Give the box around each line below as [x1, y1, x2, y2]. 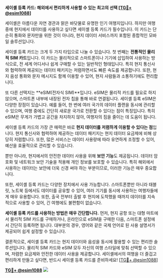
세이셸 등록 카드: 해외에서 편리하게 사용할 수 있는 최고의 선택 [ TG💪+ [5, 5, 132, 10]
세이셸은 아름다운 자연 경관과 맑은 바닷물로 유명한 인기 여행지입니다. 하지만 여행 [5, 20, 156, 26]
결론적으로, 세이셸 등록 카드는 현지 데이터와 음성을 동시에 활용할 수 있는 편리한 [5, 239, 153, 244]
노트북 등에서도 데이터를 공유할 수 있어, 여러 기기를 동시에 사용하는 [11, 187, 137, 193]
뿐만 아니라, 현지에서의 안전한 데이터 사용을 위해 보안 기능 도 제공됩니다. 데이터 [5, 153, 153, 159]
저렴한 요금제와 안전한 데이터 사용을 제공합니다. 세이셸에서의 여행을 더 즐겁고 [11, 251, 157, 257]
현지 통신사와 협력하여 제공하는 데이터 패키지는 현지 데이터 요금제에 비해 [15, 130, 152, 136]
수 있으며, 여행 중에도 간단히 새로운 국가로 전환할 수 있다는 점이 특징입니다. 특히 [5, 108, 156, 113]
